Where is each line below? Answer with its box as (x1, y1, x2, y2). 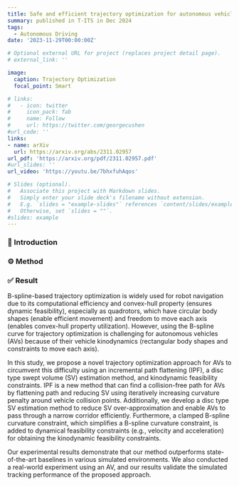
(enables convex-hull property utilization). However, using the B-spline (7, 322, 215, 331)
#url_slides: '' (7, 162, 55, 169)
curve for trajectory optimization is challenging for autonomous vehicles (7, 329, 218, 338)
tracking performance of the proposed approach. (7, 470, 152, 479)
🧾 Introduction (7, 238, 58, 248)
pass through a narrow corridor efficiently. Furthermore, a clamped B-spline (7, 411, 230, 420)
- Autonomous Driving (14, 30, 78, 38)
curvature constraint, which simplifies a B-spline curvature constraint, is (7, 419, 218, 428)
